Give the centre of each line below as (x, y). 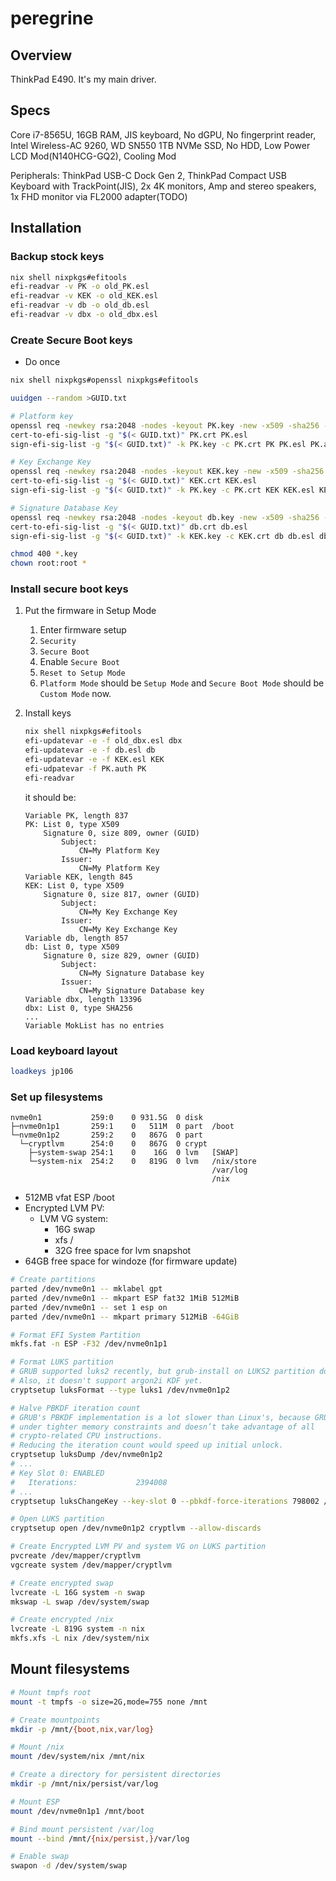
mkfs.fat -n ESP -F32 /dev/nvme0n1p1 (89, 1344)
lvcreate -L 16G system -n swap (77, 1592)
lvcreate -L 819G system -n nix (77, 1629)
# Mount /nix (37, 1747)
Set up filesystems (56, 1097)
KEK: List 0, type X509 (74, 885)
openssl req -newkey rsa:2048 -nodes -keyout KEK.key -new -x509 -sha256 (167, 472)
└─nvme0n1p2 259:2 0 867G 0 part (106, 1135)
